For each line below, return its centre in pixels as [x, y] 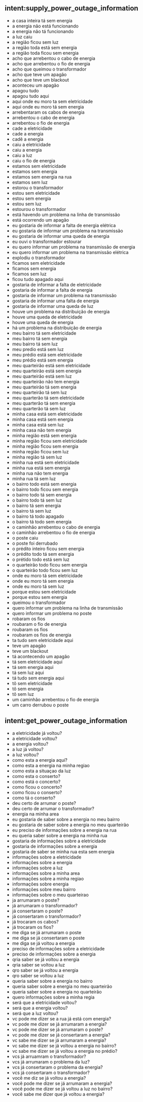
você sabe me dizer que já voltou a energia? [58, 1094]
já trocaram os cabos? [35, 921]
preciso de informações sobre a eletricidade [58, 948]
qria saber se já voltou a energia [46, 959]
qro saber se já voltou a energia [45, 970]
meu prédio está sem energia [43, 360]
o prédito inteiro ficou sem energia [48, 548]
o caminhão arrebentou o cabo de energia [56, 527]
